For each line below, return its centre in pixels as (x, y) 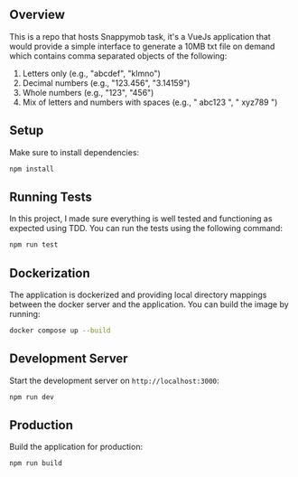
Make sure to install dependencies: (74, 152)
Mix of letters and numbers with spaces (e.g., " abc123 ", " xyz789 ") (150, 102)
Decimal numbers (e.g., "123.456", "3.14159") (106, 83)
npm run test (34, 245)
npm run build (36, 463)
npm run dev (32, 397)
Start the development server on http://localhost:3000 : (114, 380)
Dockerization (50, 273)
